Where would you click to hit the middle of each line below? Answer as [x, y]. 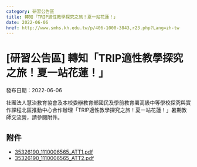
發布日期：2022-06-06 [34, 91]
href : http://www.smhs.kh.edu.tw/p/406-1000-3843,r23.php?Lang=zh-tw [93, 28]
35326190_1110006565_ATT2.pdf [54, 158]
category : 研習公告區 [30, 11]
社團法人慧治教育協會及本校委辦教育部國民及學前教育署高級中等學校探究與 [96, 103]
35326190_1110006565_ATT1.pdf [54, 152]
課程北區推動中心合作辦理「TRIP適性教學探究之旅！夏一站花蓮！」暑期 [96, 110]
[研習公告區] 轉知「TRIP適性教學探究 [95, 58]
